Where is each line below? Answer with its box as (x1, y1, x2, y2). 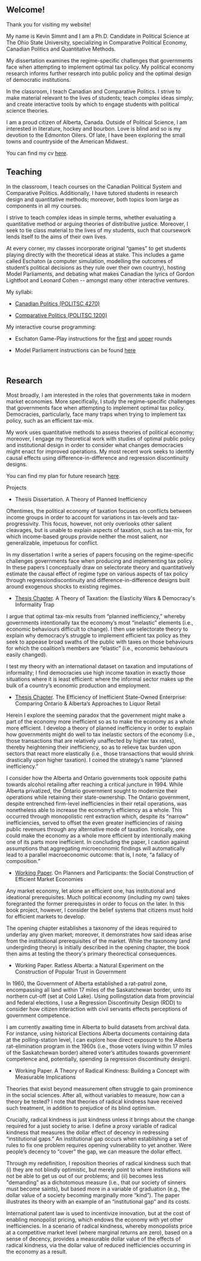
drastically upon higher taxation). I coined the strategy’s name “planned (6, 757, 183, 764)
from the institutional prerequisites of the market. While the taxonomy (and (6, 937, 191, 944)
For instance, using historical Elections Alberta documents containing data (6, 1030, 190, 1037)
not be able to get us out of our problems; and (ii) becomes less (6, 1173, 164, 1180)
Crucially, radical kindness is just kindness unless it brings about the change (6, 1116, 195, 1123)
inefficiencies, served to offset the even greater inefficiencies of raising (6, 819, 183, 826)
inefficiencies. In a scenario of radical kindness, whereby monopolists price (6, 1222, 193, 1230)
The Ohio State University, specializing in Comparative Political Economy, (6, 39, 188, 46)
